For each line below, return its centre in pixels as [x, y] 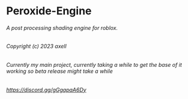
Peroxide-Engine [49, 11]
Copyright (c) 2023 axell [37, 47]
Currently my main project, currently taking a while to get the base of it [94, 65]
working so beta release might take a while [59, 71]
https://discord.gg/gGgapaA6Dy [46, 89]
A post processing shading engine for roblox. [62, 27]
